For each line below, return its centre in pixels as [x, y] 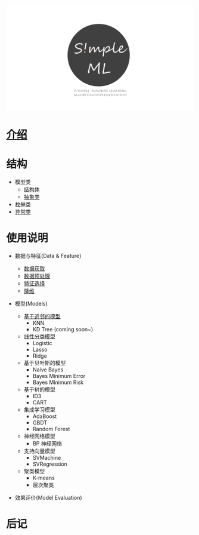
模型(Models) [31, 303]
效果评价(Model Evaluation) [48, 497]
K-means [43, 478]
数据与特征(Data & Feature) [48, 256]
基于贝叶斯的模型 [45, 362]
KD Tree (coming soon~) [63, 329]
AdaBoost [45, 416]
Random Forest [51, 429]
